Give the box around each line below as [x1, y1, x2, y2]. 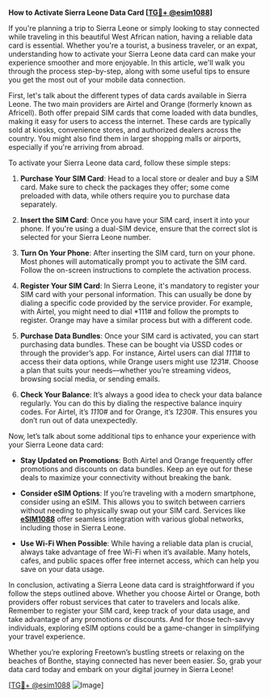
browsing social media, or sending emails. [19, 374, 160, 384]
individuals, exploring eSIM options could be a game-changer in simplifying [8, 624, 260, 632]
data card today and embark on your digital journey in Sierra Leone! [8, 665, 234, 674]
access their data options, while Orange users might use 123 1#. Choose [19, 357, 259, 366]
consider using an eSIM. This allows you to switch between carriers [19, 497, 246, 506]
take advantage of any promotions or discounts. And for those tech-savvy [8, 615, 255, 624]
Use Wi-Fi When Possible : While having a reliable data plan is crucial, [19, 538, 253, 548]
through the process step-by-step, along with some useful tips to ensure [8, 66, 251, 76]
